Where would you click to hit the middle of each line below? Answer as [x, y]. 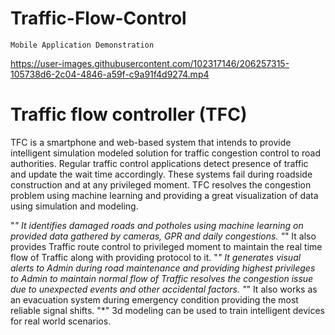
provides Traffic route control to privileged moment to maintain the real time [166, 246]
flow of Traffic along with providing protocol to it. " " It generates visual [156, 257]
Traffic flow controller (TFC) [129, 114]
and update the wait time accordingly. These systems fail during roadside [161, 174]
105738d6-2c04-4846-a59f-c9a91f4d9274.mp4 [110, 74]
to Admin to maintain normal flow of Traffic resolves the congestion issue [162, 278]
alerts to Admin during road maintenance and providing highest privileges [163, 268]
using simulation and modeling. [74, 206]
